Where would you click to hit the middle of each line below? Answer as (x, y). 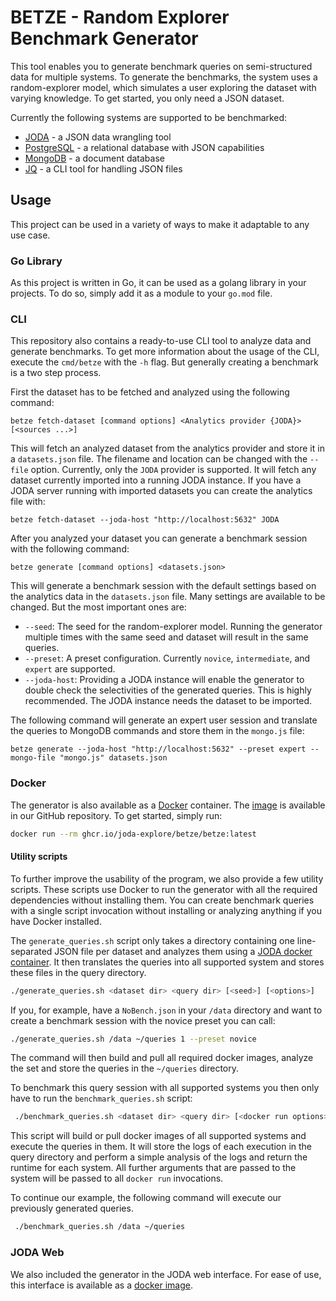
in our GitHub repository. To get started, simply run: (116, 815)
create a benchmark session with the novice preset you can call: (143, 1020)
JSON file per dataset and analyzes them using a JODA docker (183, 951)
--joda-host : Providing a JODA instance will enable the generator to (164, 680)
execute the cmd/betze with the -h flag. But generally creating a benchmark (164, 362)
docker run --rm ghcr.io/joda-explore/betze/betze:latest (133, 834)
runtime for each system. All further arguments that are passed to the (153, 1168)
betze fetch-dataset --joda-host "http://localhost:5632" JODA (145, 520)
